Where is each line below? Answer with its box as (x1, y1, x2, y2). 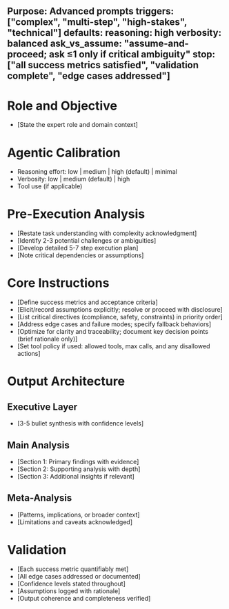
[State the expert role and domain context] (17, 121, 138, 129)
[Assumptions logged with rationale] (17, 586, 121, 595)
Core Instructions (7, 275, 110, 291)
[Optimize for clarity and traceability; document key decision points (17, 328, 209, 336)
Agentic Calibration (7, 145, 121, 161)
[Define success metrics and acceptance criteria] (17, 298, 159, 306)
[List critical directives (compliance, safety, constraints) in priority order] (17, 313, 223, 321)
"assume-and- (123, 38, 190, 50)
